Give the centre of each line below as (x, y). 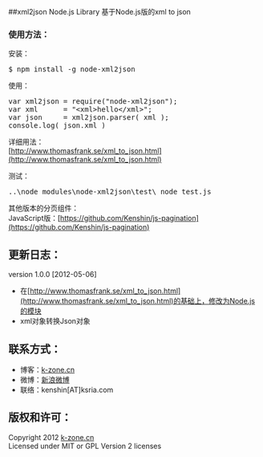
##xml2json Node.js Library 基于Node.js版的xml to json (99, 12)
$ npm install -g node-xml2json (72, 69)
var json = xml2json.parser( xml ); (89, 118)
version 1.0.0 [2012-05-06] (53, 275)
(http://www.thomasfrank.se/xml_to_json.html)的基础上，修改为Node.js (137, 301)
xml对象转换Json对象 (55, 321)
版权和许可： (40, 417)
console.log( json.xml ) (57, 126)
